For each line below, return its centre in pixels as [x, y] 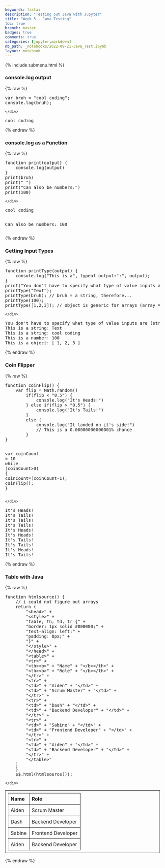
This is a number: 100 [32, 338]
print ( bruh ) [19, 178]
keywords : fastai [23, 10]
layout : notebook [23, 51]
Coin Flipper [20, 365]
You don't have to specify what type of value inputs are [76, 323]
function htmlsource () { [35, 597]
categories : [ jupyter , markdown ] [38, 42]
